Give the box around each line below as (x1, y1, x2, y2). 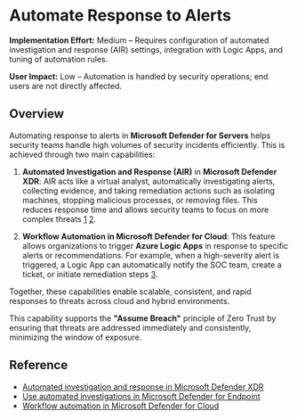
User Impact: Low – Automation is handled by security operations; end (9, 70, 269, 81)
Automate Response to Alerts (9, 5, 231, 26)
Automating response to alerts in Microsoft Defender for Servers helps (9, 130, 271, 141)
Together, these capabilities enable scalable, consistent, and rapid (9, 286, 252, 297)
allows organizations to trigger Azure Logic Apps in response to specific (21, 240, 289, 251)
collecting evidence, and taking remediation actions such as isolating (21, 185, 276, 196)
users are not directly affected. (9, 80, 123, 91)
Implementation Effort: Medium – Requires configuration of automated (9, 35, 269, 45)
